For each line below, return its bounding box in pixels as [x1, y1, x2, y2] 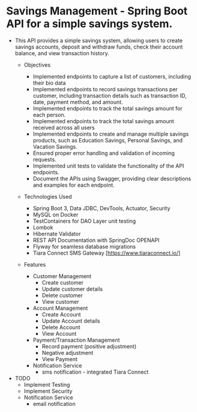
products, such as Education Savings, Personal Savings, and [32, 136, 183, 144]
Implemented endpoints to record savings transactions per [32, 85, 178, 92]
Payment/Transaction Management [32, 336, 120, 344]
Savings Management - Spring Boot [6, 4, 188, 18]
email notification [32, 400, 76, 407]
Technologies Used [23, 193, 72, 200]
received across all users [32, 124, 95, 131]
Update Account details [41, 317, 100, 324]
